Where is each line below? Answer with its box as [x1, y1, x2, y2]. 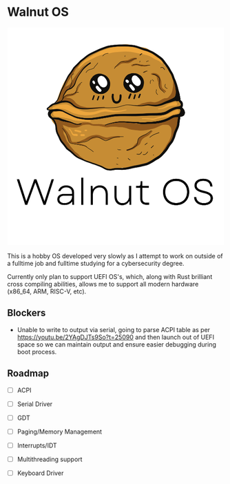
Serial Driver [17, 400, 53, 408]
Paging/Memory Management [17, 427, 102, 436]
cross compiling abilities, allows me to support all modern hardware [7, 280, 199, 288]
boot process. [17, 347, 57, 356]
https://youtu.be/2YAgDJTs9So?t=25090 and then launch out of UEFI [17, 333, 215, 341]
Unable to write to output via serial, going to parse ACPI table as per [17, 325, 211, 333]
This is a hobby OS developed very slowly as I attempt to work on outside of [7, 251, 223, 260]
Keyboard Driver [17, 469, 64, 477]
